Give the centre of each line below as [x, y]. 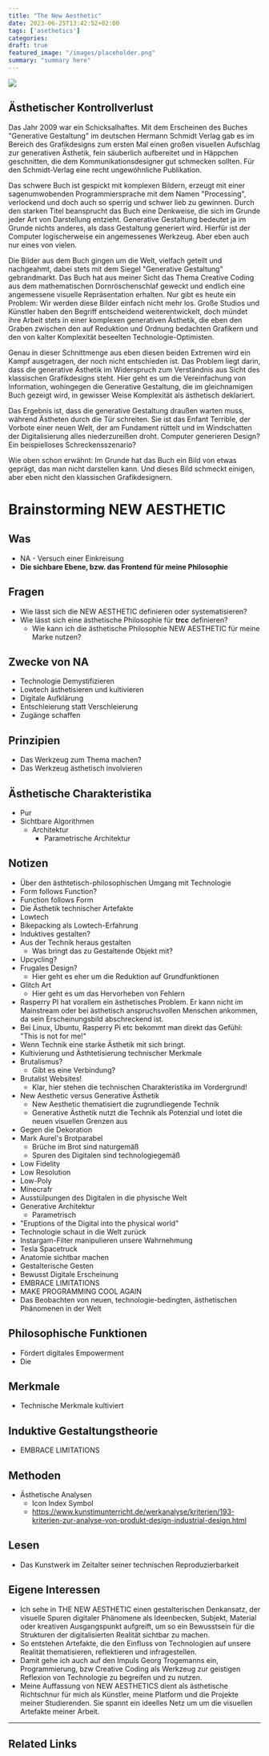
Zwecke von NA [49, 662]
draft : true [28, 46]
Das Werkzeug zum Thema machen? [80, 760]
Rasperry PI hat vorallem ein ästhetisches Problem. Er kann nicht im [131, 1001]
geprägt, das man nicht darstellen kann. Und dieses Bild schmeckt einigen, [132, 469]
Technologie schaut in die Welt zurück [83, 1231]
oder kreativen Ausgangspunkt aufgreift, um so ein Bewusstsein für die [137, 1626]
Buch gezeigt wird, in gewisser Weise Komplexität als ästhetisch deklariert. [132, 395]
